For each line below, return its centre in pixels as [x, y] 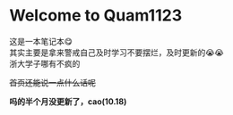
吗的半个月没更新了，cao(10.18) [68, 101]
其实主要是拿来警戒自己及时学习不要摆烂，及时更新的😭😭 [116, 52]
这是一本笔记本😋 [41, 41]
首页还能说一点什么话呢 [52, 82]
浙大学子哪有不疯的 [45, 63]
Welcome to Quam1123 [95, 16]
